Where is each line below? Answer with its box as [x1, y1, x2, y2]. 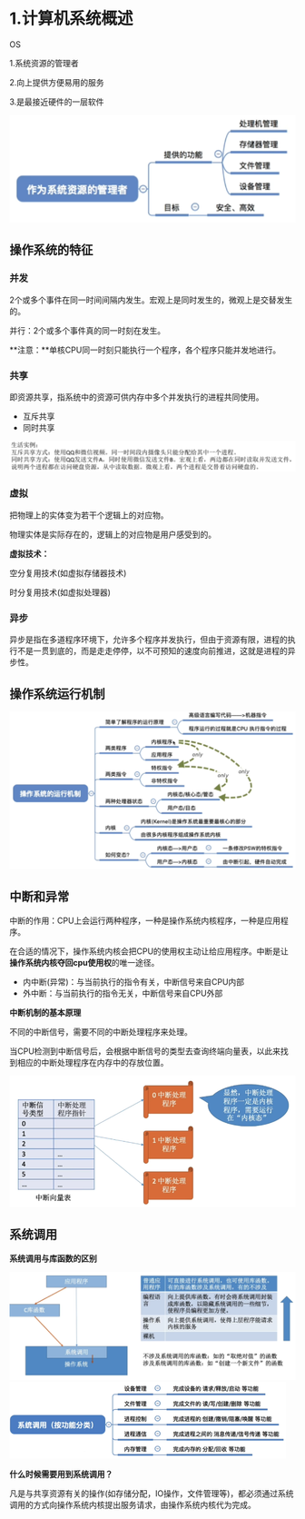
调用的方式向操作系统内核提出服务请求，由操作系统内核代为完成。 [9, 1500, 256, 1511]
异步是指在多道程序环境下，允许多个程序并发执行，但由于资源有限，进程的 [9, 634, 288, 645]
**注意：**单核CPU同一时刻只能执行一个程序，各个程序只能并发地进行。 [9, 344, 281, 355]
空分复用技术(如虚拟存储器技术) [9, 567, 127, 578]
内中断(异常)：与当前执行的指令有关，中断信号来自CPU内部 [22, 976, 245, 987]
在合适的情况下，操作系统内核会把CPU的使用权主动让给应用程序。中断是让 [9, 946, 289, 957]
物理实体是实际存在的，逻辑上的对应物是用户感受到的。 [9, 529, 216, 540]
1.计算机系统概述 [9, 8, 133, 29]
